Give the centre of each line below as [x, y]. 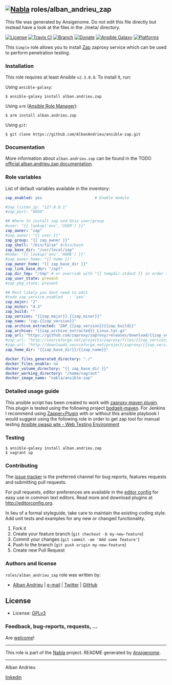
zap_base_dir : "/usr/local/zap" [40, 250]
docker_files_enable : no [32, 364]
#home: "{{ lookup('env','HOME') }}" [46, 255]
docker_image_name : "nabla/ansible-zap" [49, 378]
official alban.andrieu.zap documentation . [49, 164]
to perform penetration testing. [38, 52]
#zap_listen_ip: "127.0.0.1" [36, 207]
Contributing [21, 465]
